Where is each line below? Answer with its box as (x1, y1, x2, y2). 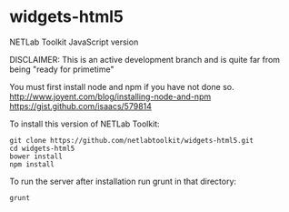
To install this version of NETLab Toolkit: (9, 118, 161, 129)
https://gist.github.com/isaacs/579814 (9, 100, 153, 111)
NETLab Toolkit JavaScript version (9, 36, 139, 47)
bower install (9, 152, 64, 161)
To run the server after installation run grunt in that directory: (9, 176, 237, 187)
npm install (9, 159, 55, 169)
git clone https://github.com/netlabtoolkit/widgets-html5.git (9, 136, 254, 145)
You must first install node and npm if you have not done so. (9, 81, 234, 92)
